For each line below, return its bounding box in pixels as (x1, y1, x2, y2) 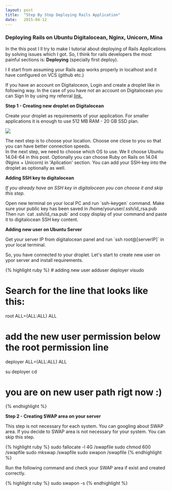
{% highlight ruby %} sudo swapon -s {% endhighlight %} (5, 480, 128, 486)
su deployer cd (5, 369, 37, 375)
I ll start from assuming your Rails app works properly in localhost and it (5, 66, 157, 72)
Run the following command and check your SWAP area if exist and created (5, 465, 165, 471)
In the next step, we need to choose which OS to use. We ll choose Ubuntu (5, 148, 164, 154)
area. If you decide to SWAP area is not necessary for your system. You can (5, 428, 166, 435)
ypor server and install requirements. (5, 257, 84, 263)
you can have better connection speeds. (5, 143, 91, 149)
